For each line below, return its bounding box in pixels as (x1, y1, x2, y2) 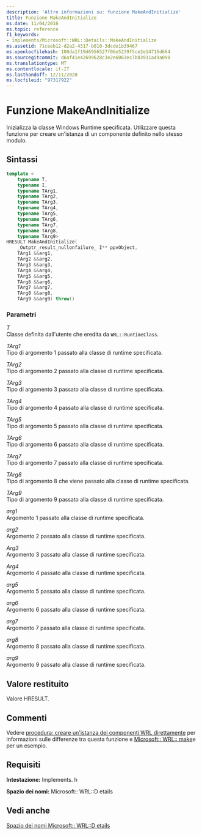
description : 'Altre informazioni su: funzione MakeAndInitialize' (6, 9, 182, 15)
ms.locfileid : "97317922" (6, 77, 72, 83)
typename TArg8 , (17, 228, 59, 234)
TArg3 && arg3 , (17, 261, 53, 268)
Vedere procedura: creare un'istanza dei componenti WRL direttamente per (6, 729, 196, 736)
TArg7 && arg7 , (17, 284, 53, 291)
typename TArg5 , (17, 210, 59, 217)
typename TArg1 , (17, 188, 59, 194)
